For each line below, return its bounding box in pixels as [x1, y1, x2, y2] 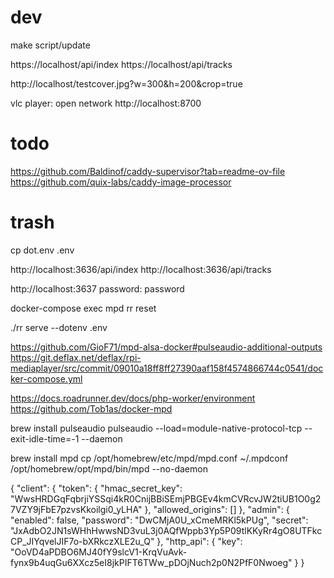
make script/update [10, 39, 91, 51]
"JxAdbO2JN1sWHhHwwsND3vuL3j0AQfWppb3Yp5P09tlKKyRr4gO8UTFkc [10, 524, 323, 536]
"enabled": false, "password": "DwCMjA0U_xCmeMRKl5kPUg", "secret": [10, 514, 309, 526]
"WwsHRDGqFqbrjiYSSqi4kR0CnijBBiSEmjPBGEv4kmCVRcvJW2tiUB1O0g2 [10, 492, 322, 505]
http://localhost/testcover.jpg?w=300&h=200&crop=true [10, 77, 243, 90]
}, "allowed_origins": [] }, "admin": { [144, 503, 290, 515]
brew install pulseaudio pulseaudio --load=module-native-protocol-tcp [10, 422, 303, 434]
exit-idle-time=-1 [10, 432, 80, 445]
